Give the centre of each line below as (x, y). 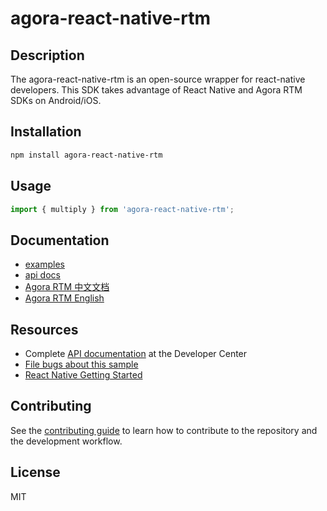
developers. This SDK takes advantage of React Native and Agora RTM (156, 90)
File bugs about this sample (81, 364)
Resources (44, 329)
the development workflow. (66, 441)
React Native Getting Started (83, 375)
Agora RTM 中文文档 (67, 287)
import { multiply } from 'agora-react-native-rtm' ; (122, 209)
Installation (46, 132)
